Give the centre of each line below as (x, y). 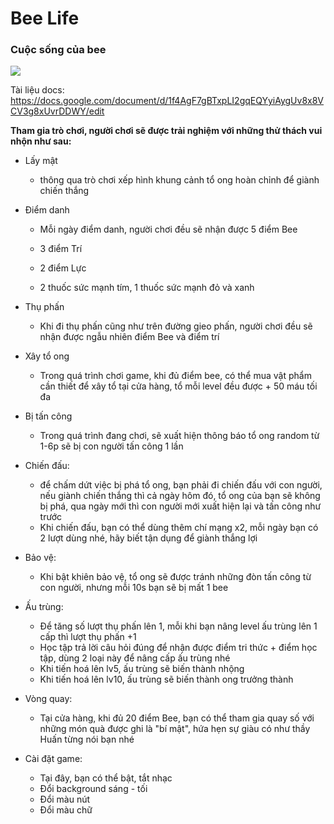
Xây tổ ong (47, 356)
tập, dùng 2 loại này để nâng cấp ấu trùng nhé (135, 658)
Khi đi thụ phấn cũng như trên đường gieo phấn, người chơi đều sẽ (176, 326)
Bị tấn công (48, 416)
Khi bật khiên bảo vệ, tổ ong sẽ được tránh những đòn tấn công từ (175, 577)
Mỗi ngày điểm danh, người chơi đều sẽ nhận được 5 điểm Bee (168, 229)
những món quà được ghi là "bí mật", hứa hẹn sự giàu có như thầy (175, 729)
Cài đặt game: (53, 759)
